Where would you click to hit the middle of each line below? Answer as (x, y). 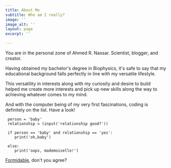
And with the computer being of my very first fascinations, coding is (77, 104)
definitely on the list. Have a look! (40, 110)
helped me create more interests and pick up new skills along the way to (81, 89)
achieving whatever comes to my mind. (46, 94)
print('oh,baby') (33, 137)
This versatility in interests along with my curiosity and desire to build (78, 83)
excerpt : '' (18, 34)
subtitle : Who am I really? (35, 15)
